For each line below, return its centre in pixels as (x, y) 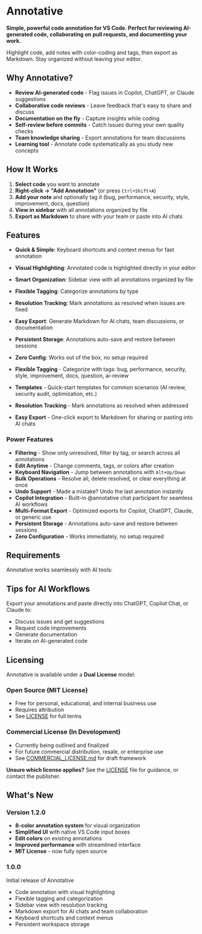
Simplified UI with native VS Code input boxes (72, 832)
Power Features (30, 439)
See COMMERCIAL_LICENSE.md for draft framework (80, 758)
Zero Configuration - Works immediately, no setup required (89, 536)
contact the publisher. (33, 776)
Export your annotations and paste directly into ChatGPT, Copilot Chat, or (97, 603)
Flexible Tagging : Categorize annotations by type (77, 291)
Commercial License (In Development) (64, 732)
